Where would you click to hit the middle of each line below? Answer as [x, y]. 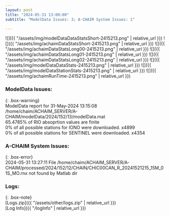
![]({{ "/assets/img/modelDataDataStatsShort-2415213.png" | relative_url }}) [84, 38]
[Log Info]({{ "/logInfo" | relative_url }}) [46, 208]
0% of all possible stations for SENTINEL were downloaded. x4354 [75, 133]
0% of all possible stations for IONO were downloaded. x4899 [70, 127]
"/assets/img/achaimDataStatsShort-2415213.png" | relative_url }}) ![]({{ [90, 44]
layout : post [19, 10]
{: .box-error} [19, 157]
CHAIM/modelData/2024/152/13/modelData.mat [55, 116]
